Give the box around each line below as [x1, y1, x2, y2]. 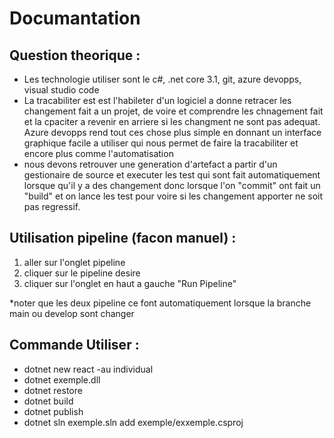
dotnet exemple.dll [23, 373, 101, 386]
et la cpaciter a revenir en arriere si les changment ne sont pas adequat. [23, 116, 321, 127]
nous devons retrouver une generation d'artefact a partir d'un [23, 158, 278, 170]
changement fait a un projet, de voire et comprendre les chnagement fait [23, 105, 324, 117]
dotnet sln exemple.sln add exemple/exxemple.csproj [23, 416, 244, 428]
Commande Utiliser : [9, 337, 140, 354]
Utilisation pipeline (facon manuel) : [9, 230, 237, 247]
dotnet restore [23, 384, 83, 396]
